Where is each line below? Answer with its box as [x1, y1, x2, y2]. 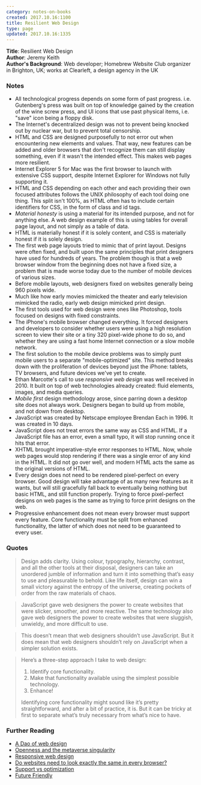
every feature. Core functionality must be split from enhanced [14, 516, 168, 523]
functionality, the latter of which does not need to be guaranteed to [14, 523, 181, 530]
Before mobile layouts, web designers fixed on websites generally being [14, 280, 193, 287]
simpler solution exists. [20, 645, 78, 652]
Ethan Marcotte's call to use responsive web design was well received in [14, 376, 194, 383]
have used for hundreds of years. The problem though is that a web [14, 254, 182, 262]
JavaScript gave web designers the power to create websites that [20, 601, 184, 608]
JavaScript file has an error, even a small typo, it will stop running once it [14, 433, 195, 441]
